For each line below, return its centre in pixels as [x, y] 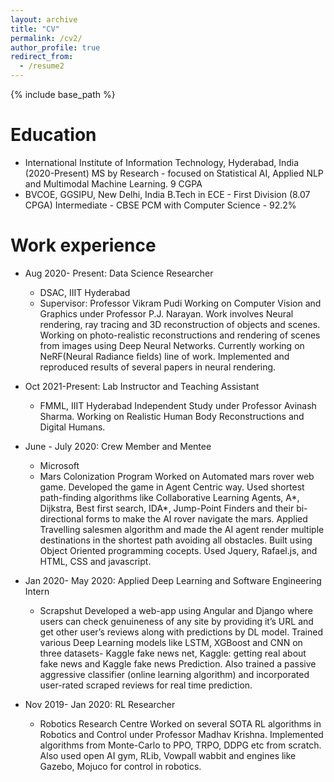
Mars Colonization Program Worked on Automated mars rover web [177, 476]
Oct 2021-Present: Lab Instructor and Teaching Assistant [142, 386]
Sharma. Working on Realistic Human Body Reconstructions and [172, 416]
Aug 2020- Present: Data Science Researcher [119, 273]
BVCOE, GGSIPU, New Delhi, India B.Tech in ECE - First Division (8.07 [167, 194]
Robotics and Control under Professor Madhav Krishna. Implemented [181, 734]
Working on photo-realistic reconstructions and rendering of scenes [180, 335]
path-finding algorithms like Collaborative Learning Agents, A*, [169, 497]
